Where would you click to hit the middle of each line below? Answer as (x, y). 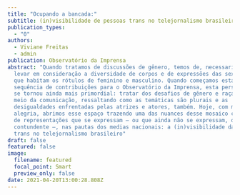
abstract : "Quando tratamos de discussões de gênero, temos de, (105, 67)
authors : (20, 41)
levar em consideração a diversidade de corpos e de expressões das (118, 74)
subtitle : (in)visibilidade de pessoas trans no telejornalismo (105, 21)
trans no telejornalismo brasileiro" (70, 134)
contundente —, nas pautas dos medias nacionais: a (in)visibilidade (119, 127)
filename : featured (43, 160)
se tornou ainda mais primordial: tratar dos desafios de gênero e (116, 94)
